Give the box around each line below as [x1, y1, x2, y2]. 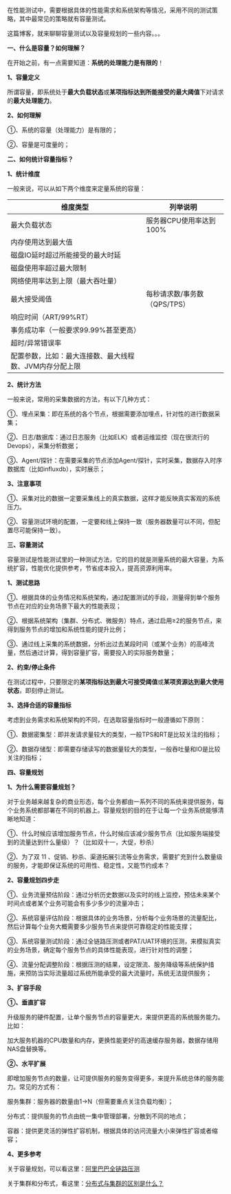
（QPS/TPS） [146, 299, 190, 309]
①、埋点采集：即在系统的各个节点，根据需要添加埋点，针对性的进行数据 [7, 409, 214, 418]
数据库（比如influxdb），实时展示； [7, 465, 105, 473]
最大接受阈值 [10, 294, 53, 303]
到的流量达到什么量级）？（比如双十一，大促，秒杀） [7, 838, 158, 846]
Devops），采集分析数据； [7, 442, 80, 449]
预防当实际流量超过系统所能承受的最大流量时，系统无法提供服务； [25, 969, 212, 977]
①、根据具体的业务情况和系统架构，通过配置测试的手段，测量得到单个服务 [7, 594, 221, 601]
